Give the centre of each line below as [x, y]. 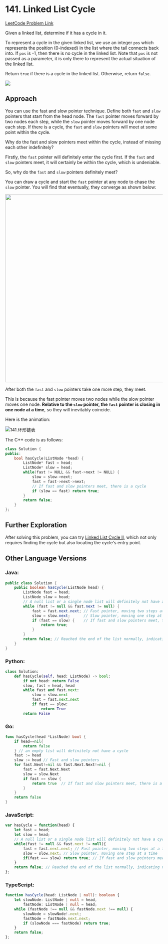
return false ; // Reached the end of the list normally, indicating [87, 867]
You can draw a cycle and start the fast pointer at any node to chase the [80, 182]
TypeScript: [20, 885]
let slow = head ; [32, 835]
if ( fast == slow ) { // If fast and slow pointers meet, [96, 620]
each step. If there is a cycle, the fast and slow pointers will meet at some [81, 127]
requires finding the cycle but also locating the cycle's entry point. [73, 542]
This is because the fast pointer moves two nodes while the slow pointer [80, 399]
